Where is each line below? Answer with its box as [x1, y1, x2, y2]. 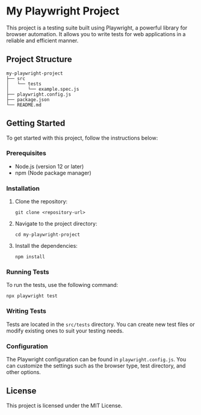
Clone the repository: [14, 198, 68, 205]
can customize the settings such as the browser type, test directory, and [6, 362, 186, 369]
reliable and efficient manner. [6, 37, 79, 44]
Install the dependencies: [14, 242, 78, 250]
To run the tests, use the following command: [6, 281, 119, 289]
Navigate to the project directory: [14, 220, 97, 227]
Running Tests [6, 268, 49, 276]
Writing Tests [6, 307, 46, 315]
